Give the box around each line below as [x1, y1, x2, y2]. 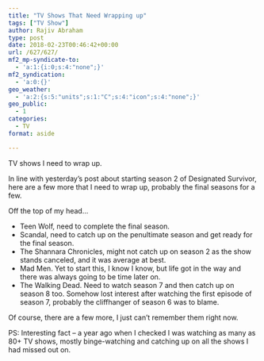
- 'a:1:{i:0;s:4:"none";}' [15, 63, 105, 71]
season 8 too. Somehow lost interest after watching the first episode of [19, 289, 252, 298]
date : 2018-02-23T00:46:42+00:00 [8, 41, 119, 49]
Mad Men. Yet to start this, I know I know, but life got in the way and [19, 263, 242, 273]
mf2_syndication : [8, 71, 66, 79]
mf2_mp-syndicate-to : [8, 56, 80, 64]
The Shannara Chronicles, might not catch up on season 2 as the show [19, 247, 252, 256]
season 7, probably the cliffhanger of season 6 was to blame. [19, 297, 220, 306]
